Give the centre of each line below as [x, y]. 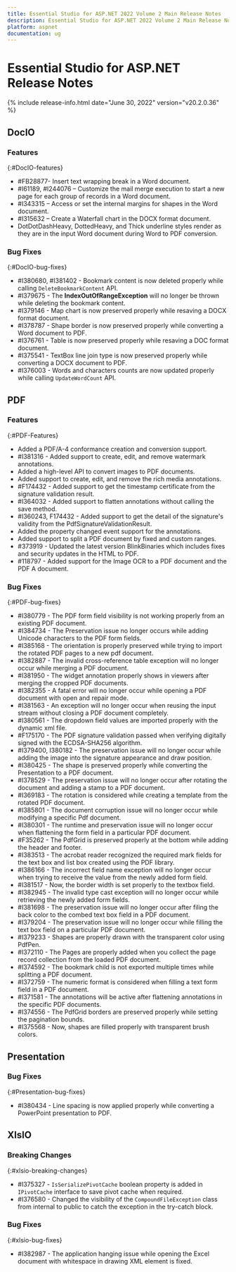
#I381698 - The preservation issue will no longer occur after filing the [118, 908]
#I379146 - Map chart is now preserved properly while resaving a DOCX [122, 311]
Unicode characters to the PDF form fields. [79, 638]
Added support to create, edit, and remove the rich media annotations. [119, 478]
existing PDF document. [52, 623]
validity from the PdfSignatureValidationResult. [85, 523]
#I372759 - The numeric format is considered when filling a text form [117, 982]
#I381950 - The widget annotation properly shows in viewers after [113, 675]
